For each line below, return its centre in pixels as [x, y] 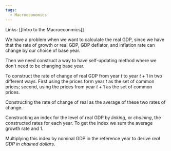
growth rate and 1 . [24, 128]
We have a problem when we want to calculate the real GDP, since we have [85, 40]
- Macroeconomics [28, 15]
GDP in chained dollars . [30, 144]
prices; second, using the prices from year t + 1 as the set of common [79, 87]
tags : [11, 10]
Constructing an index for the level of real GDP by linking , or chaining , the [83, 117]
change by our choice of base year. [43, 50]
